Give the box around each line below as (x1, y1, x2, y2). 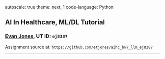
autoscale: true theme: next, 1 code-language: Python (5, 4, 114, 10)
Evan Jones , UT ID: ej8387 (5, 33, 68, 39)
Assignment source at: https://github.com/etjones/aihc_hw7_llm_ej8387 (5, 44, 153, 50)
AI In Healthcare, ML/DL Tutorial (5, 18, 105, 26)
